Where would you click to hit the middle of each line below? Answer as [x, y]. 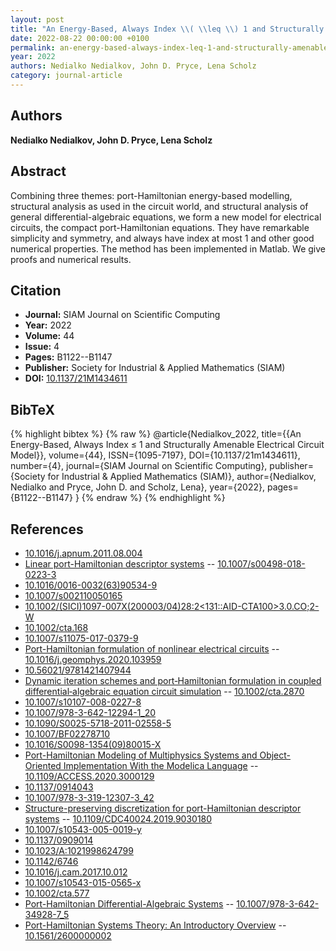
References [47, 529]
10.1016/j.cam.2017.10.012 [76, 872]
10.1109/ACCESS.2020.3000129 [89, 776]
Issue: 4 [42, 347]
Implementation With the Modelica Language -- [161, 765]
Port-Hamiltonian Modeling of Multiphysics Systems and [141, 755]
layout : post [37, 19]
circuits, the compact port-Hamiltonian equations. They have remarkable [160, 227]
